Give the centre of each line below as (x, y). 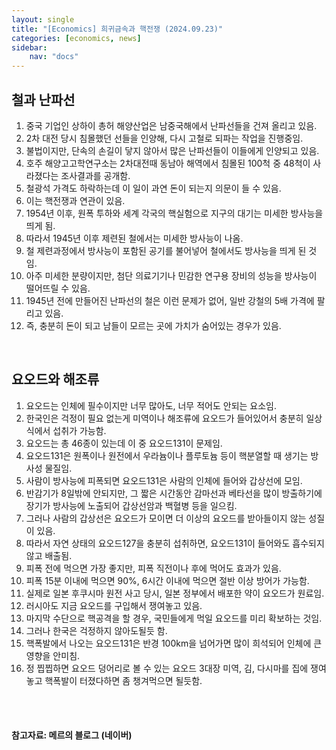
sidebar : (29, 47)
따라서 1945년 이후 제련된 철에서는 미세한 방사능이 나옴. (134, 238)
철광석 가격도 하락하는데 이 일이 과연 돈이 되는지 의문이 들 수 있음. (153, 188)
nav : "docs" (54, 57)
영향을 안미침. (53, 655)
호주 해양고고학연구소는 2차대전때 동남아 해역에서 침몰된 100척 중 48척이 (168, 163)
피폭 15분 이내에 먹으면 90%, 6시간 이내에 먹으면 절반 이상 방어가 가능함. (167, 580)
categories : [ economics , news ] (76, 38)
